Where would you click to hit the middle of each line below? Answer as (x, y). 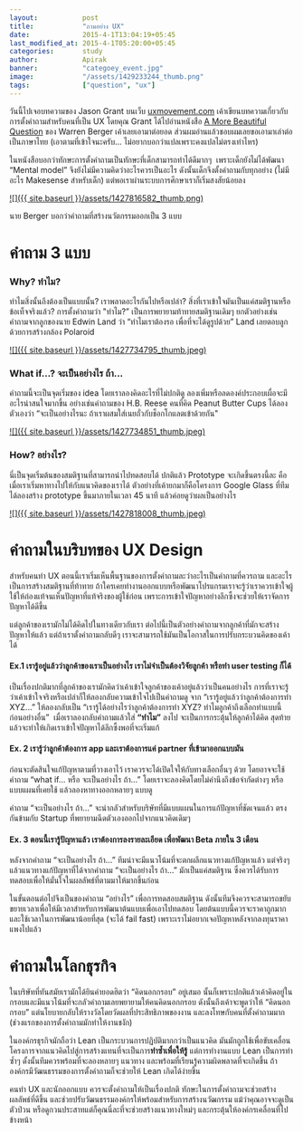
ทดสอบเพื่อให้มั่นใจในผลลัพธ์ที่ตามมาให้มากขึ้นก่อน (85, 880)
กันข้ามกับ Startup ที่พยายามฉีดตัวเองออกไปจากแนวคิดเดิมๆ (100, 818)
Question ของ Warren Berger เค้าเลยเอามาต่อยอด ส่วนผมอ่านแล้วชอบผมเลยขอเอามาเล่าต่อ (151, 131)
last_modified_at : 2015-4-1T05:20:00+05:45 (93, 43)
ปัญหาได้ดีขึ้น (28, 606)
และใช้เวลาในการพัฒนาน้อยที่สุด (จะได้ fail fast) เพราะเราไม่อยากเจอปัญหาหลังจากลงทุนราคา (149, 919)
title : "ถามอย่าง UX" (67, 26)
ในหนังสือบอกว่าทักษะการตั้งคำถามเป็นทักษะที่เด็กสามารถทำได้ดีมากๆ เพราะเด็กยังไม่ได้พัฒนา (147, 159)
